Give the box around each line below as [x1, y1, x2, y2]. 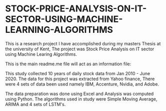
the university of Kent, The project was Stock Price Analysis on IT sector [5, 46, 154, 52]
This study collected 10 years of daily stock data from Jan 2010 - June [5, 70, 150, 76]
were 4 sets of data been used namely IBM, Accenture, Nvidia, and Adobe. [5, 81, 159, 87]
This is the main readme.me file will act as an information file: [5, 61, 131, 67]
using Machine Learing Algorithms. [5, 51, 77, 57]
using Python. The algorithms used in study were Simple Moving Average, [5, 96, 157, 102]
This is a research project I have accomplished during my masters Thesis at [5, 40, 161, 46]
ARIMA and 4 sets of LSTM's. [5, 101, 66, 107]
